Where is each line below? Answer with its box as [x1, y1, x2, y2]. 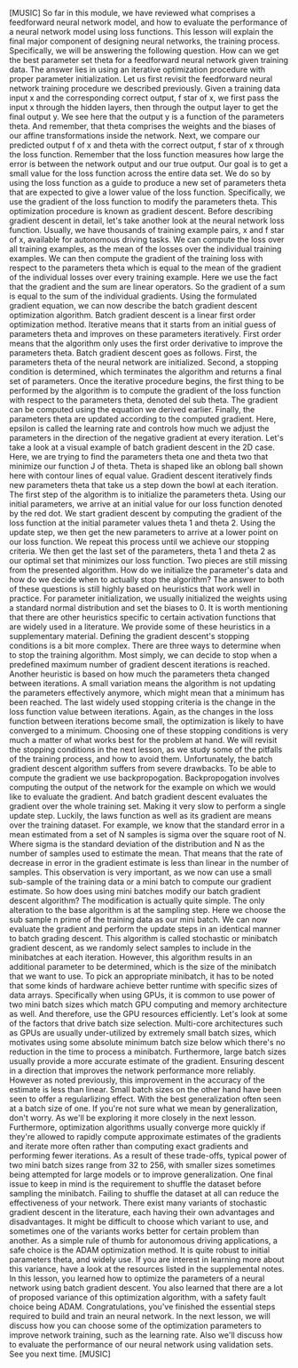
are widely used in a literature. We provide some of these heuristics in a [9, 621, 271, 632]
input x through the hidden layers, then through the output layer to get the [9, 102, 278, 112]
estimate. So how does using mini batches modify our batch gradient [9, 886, 262, 896]
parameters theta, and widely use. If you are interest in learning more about [9, 1254, 286, 1265]
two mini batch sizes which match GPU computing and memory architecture [9, 999, 287, 1010]
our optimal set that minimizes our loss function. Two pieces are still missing [9, 556, 288, 565]
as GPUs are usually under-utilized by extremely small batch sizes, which [9, 1028, 277, 1038]
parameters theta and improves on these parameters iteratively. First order [9, 329, 282, 339]
